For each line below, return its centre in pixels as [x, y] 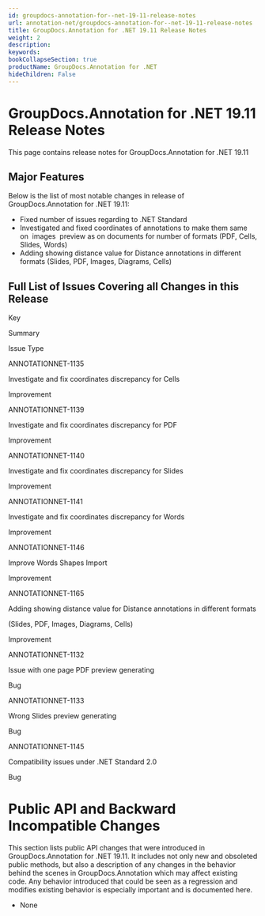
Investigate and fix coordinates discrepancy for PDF [93, 425]
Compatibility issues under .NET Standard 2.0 [83, 762]
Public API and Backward [92, 809]
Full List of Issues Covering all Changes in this [124, 286]
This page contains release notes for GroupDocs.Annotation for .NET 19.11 [129, 152]
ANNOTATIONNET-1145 [46, 747]
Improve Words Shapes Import [58, 563]
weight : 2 [25, 38]
